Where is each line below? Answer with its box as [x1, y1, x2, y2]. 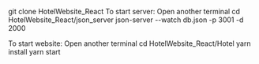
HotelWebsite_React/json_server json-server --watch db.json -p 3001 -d [8, 15, 244, 24]
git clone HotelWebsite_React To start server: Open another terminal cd [8, 7, 241, 16]
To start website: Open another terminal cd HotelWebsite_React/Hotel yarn [8, 39, 251, 48]
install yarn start [8, 47, 61, 56]
